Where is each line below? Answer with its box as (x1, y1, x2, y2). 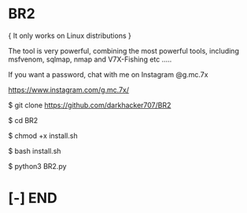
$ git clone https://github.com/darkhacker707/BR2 (8, 100, 171, 110)
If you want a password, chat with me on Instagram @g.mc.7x (8, 69, 208, 79)
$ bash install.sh (8, 146, 61, 155)
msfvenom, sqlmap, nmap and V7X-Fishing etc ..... (8, 54, 172, 64)
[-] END (8, 189, 57, 207)
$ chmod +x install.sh (8, 131, 78, 140)
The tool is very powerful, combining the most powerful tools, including (8, 46, 240, 55)
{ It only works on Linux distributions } (8, 31, 131, 40)
